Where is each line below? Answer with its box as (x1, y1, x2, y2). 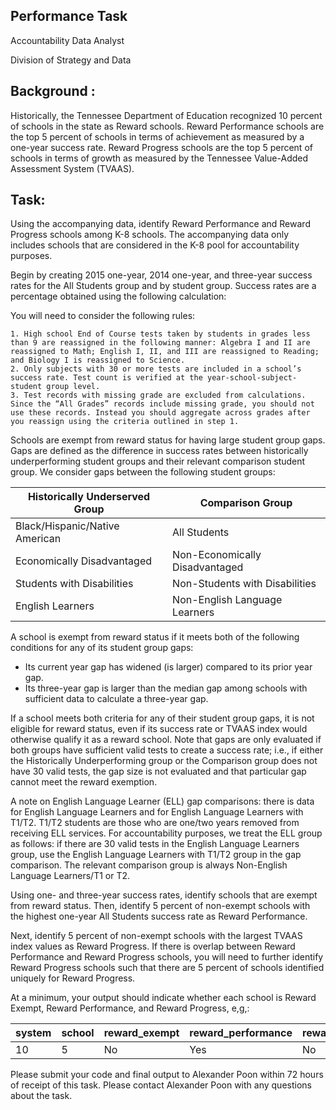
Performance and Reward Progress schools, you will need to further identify (10, 951, 324, 963)
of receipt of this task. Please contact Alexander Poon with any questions (10, 1079, 312, 1091)
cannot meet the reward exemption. (10, 776, 158, 788)
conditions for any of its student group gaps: (10, 642, 194, 654)
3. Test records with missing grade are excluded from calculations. (10, 390, 307, 401)
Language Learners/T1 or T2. (10, 870, 131, 882)
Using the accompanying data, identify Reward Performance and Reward (10, 218, 311, 230)
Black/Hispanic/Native (15, 519, 120, 533)
